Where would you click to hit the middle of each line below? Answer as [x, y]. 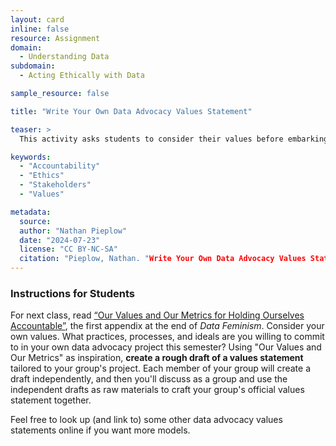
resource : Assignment [55, 38]
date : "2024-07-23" [60, 240]
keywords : [31, 157]
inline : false [40, 29]
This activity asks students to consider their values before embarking [174, 139]
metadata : [31, 212]
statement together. [51, 400]
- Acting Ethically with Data [82, 76]
